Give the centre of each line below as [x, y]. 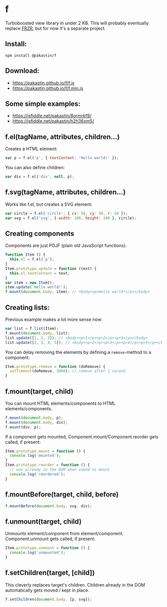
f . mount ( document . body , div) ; [37, 422]
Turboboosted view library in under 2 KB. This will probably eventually [77, 23]
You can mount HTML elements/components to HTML [60, 403]
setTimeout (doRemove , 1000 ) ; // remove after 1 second [68, 371]
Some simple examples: [43, 104]
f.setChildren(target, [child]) [50, 573]
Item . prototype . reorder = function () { [48, 465]
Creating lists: [27, 307]
